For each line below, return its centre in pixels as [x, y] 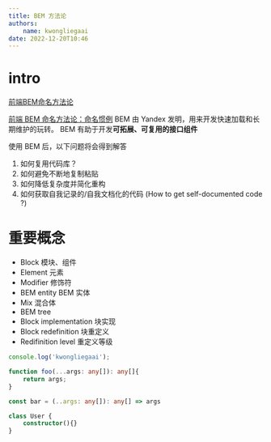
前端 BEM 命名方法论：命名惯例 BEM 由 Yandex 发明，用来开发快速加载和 [131, 119]
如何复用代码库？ [49, 164]
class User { [30, 416]
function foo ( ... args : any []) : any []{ [74, 372]
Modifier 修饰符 [46, 283]
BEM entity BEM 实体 [55, 293]
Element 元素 [42, 273]
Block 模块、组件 [48, 262]
